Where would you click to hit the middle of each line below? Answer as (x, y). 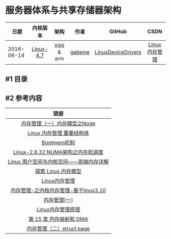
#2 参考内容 (24, 98)
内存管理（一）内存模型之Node (58, 124)
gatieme (80, 52)
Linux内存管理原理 (58, 209)
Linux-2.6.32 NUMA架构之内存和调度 (58, 152)
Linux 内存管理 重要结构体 (58, 133)
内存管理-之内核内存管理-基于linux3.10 (58, 191)
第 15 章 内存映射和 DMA (58, 219)
